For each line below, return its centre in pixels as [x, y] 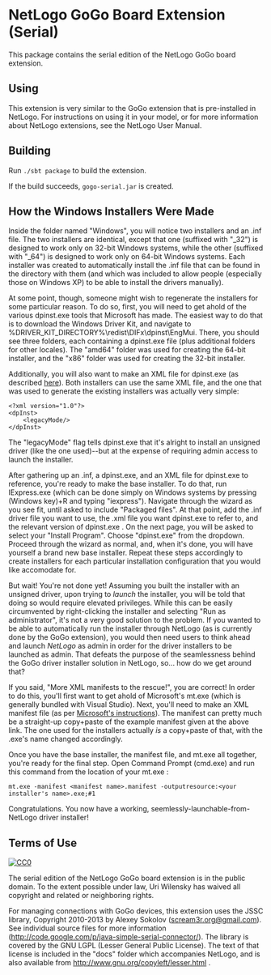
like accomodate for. [42, 570]
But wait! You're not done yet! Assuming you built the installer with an [124, 585]
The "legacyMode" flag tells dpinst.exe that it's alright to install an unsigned [134, 442]
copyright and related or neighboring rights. [81, 896]
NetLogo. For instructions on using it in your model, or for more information [133, 117]
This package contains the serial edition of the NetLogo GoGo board [122, 54]
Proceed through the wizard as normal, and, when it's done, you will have [131, 544]
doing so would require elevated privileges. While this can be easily [121, 603]
